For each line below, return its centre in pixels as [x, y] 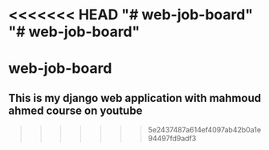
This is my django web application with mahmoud [135, 98]
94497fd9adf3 [172, 139]
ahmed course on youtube [75, 110]
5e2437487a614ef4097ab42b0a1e [205, 130]
